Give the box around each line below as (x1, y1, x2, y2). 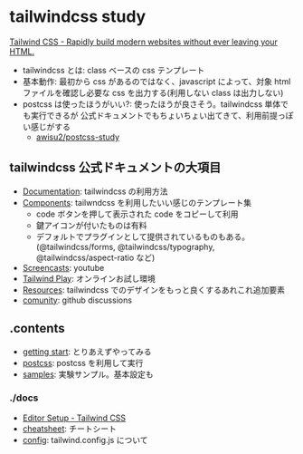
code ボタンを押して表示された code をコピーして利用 (35, 208, 239, 219)
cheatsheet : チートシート (22, 423, 118, 434)
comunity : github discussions (22, 295, 133, 305)
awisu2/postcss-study (35, 131, 120, 142)
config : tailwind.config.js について (22, 434, 148, 445)
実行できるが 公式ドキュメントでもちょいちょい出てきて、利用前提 (30, 110, 279, 121)
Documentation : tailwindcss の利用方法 (22, 186, 169, 197)
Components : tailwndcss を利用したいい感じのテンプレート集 (22, 197, 252, 208)
